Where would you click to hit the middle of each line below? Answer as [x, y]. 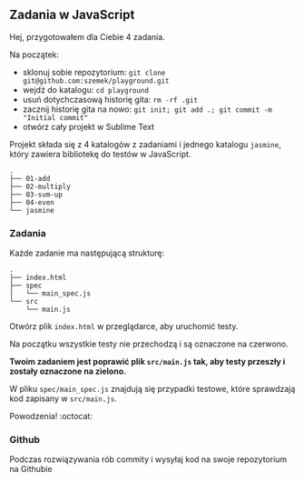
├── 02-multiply [40, 186]
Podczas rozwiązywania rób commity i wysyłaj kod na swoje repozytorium [148, 459]
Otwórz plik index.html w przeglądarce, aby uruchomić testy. [124, 326]
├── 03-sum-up [36, 195]
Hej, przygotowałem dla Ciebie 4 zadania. [87, 36]
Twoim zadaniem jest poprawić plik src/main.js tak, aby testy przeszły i [147, 362]
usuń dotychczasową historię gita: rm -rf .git [110, 99]
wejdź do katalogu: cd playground [86, 89]
